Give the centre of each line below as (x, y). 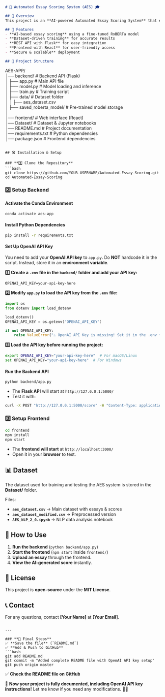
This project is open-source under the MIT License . (58, 590)
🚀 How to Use (26, 535)
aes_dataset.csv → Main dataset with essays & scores (67, 509)
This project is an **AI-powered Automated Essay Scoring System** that (81, 20)
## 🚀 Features (20, 30)
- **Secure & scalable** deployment (42, 52)
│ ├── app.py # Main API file (34, 81)
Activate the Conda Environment (39, 203)
